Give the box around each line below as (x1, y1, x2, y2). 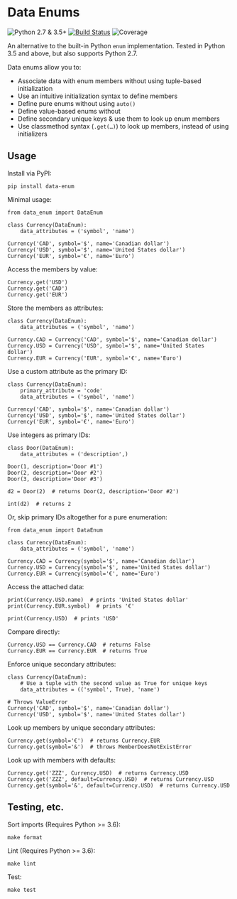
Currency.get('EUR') (7, 291, 69, 298)
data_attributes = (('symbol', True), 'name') (20, 686, 160, 693)
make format (7, 834, 43, 841)
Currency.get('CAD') (7, 285, 69, 292)
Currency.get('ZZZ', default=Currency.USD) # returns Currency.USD (7, 775, 214, 782)
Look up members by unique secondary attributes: (7, 723, 155, 732)
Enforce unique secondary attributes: (7, 660, 116, 668)
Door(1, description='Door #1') (7, 463, 103, 470)
